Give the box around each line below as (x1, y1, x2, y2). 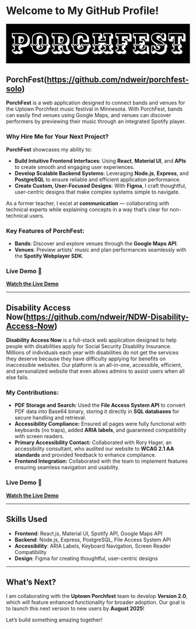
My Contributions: (6, 389, 60, 397)
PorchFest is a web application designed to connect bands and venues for (6, 99, 185, 106)
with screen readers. (14, 433, 65, 440)
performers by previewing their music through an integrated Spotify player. (6, 118, 186, 125)
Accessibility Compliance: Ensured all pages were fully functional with (14, 420, 186, 428)
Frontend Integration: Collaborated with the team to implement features (14, 458, 188, 465)
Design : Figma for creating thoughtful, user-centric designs (14, 555, 159, 562)
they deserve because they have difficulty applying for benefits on (6, 355, 166, 362)
